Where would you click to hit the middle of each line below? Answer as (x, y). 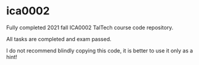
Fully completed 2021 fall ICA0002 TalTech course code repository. (90, 27)
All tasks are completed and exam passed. (59, 39)
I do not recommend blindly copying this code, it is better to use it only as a (99, 50)
